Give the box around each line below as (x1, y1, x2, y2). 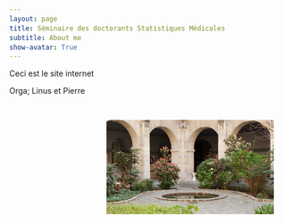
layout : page (9, 14, 58, 23)
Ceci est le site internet (9, 68, 95, 79)
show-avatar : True (9, 43, 78, 52)
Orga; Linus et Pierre (9, 86, 86, 96)
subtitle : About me (9, 33, 82, 42)
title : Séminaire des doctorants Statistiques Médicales (9, 23, 226, 33)
